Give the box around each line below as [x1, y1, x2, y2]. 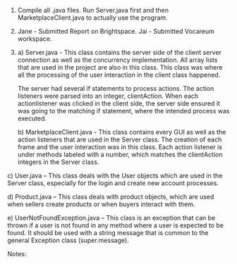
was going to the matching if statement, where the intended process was [17, 107, 231, 115]
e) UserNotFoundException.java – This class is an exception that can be [7, 214, 216, 222]
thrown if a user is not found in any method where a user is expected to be [7, 221, 224, 230]
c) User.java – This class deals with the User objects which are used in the [7, 172, 223, 180]
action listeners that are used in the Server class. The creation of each [17, 135, 222, 144]
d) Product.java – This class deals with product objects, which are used [7, 193, 214, 201]
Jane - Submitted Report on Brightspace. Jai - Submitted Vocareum [17, 27, 215, 35]
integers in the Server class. [17, 158, 99, 166]
